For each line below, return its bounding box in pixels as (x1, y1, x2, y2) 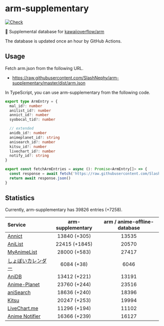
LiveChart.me (7, 305, 39, 312)
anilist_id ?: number (9, 108, 51, 113)
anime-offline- (117, 218, 154, 225)
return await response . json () (9, 176, 71, 181)
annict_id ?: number (9, 113, 49, 117)
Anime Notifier (7, 313, 41, 320)
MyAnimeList (7, 249, 38, 256)
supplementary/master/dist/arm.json (12, 80, 86, 86)
